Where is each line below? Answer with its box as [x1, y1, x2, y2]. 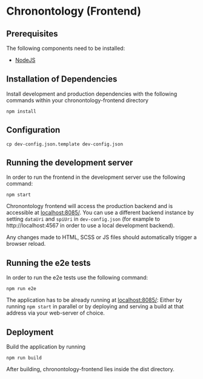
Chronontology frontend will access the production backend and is [6, 203, 173, 210]
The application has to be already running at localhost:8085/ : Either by [6, 296, 182, 304]
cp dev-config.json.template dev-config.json [6, 141, 123, 147]
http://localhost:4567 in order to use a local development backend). [6, 222, 175, 229]
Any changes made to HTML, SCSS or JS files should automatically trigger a [6, 234, 197, 241]
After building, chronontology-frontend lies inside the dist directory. [6, 366, 175, 373]
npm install [6, 108, 36, 114]
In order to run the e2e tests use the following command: [6, 274, 148, 281]
